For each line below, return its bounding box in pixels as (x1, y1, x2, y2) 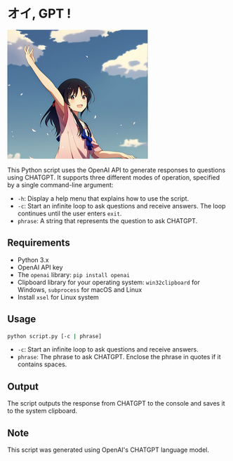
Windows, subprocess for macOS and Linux (17, 285, 142, 294)
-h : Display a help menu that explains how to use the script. (17, 194, 189, 203)
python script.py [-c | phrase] (7, 333, 102, 340)
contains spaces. (17, 360, 67, 368)
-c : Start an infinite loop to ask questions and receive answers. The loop (17, 201, 226, 210)
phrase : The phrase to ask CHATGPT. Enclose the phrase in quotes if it (17, 353, 221, 361)
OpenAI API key (17, 263, 63, 272)
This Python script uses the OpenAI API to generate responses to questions (7, 166, 226, 174)
